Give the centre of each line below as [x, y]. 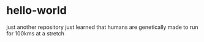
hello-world [37, 10]
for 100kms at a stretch [36, 33]
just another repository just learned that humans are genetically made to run [102, 27]
